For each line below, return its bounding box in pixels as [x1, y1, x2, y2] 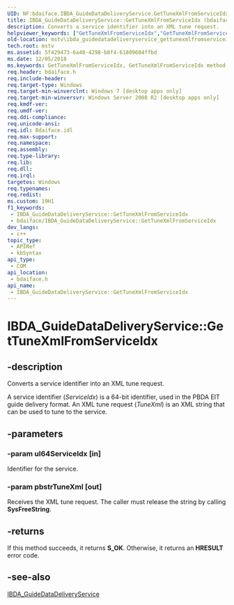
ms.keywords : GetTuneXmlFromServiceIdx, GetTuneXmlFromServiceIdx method [7, 62, 226, 69]
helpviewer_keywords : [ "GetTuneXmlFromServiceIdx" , [7, 29, 160, 37]
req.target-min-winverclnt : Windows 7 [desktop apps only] [7, 88, 182, 95]
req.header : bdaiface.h [7, 68, 77, 75]
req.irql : [7, 172, 36, 179]
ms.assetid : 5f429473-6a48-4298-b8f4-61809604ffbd [7, 49, 157, 56]
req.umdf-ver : [7, 107, 49, 114]
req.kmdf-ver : [7, 101, 49, 108]
